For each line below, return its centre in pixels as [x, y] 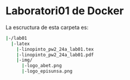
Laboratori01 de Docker [65, 11]
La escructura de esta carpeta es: [47, 27]
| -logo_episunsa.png [47, 71]
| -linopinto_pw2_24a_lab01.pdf [55, 55]
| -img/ [24, 60]
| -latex [21, 44]
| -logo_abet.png [41, 66]
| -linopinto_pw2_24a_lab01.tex [55, 49]
